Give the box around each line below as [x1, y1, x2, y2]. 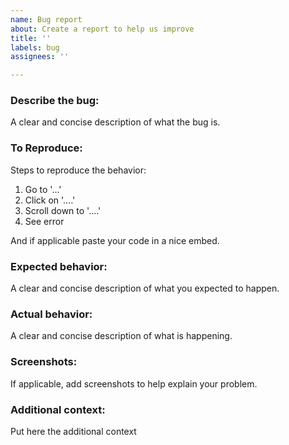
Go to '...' [24, 183, 62, 195]
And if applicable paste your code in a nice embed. [10, 234, 220, 246]
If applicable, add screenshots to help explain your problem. [10, 377, 258, 390]
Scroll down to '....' [24, 204, 102, 216]
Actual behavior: [10, 307, 93, 321]
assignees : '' [10, 52, 70, 62]
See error [24, 215, 65, 227]
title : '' [10, 33, 52, 43]
